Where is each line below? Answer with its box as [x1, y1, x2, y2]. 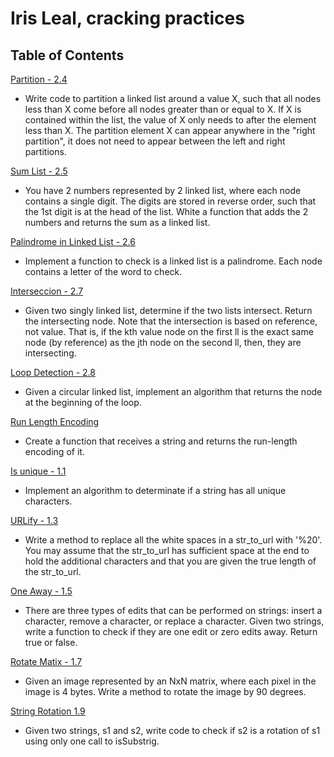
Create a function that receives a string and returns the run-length [24, 435, 298, 447]
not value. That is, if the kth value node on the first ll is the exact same [24, 326, 314, 337]
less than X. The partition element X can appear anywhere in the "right [24, 125, 316, 136]
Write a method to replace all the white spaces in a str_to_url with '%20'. [24, 534, 323, 546]
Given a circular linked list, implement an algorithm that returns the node [24, 386, 323, 397]
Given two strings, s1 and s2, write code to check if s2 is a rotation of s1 [24, 725, 321, 736]
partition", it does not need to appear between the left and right [24, 135, 286, 147]
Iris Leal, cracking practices [10, 7, 245, 30]
